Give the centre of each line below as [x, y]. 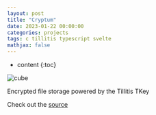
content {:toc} [37, 65]
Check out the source [38, 104]
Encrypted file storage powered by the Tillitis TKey [78, 91]
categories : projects [38, 33]
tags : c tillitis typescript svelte [59, 39]
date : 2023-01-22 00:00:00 [45, 26]
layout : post [26, 13]
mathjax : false [29, 45]
